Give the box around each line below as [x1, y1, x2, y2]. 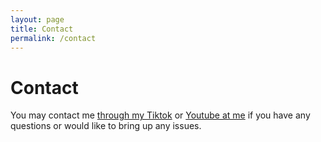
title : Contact [10, 24, 74, 34]
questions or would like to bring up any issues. [10, 120, 202, 132]
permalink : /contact [10, 33, 97, 43]
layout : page [10, 14, 65, 25]
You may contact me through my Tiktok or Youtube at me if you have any [10, 109, 311, 121]
